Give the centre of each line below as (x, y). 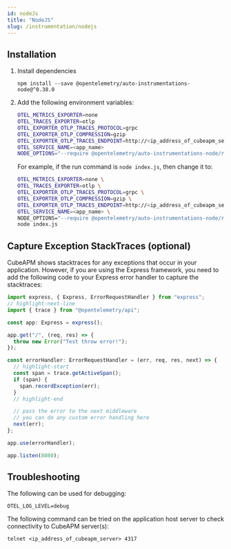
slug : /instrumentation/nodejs (52, 26)
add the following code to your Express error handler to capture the (103, 278)
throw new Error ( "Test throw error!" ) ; (71, 341)
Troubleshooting (44, 477)
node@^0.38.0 (36, 90)
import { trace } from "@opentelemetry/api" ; (73, 310)
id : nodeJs (23, 13)
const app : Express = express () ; (55, 322)
